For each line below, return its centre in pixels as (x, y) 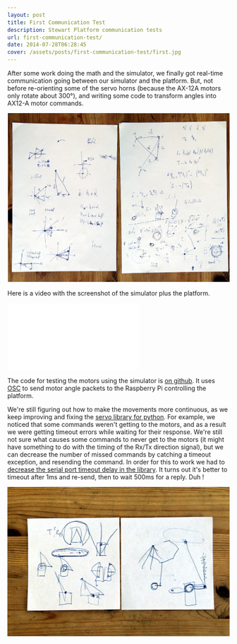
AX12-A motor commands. (45, 103)
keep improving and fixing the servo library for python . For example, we (111, 417)
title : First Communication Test (56, 22)
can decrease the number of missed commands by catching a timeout (109, 455)
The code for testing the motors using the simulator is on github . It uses (111, 381)
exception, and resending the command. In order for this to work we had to (116, 462)
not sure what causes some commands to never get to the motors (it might (116, 440)
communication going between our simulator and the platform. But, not (110, 81)
